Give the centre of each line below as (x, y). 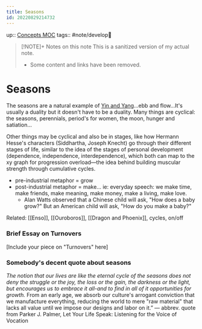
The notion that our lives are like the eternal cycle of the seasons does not (99, 276)
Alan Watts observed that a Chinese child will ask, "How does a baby (109, 200)
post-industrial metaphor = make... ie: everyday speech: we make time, (103, 187)
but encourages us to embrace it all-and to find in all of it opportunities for (99, 288)
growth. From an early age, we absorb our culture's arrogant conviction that (100, 295)
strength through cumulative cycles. (51, 169)
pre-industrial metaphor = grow (54, 181)
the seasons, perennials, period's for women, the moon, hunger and (90, 119)
